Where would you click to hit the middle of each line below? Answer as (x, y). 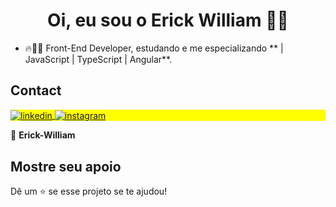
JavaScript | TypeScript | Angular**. (98, 59)
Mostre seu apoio (66, 166)
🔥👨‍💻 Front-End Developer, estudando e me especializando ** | (154, 48)
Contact (36, 90)
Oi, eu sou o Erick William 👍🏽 (168, 20)
